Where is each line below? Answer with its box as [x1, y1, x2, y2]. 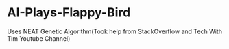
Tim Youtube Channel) [7, 34, 71, 42]
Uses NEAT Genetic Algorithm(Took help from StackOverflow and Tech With [7, 27, 223, 35]
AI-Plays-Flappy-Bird [7, 5, 131, 20]
